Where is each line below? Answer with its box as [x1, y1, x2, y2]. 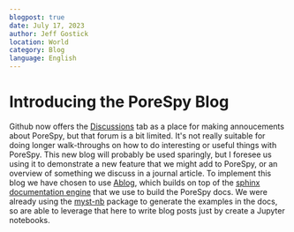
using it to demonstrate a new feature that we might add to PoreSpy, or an [9, 158, 278, 168]
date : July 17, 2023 [9, 21, 86, 30]
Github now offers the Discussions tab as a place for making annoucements [9, 121, 285, 131]
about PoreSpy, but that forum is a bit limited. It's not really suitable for [9, 130, 266, 141]
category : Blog [9, 46, 65, 55]
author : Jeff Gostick [9, 29, 89, 38]
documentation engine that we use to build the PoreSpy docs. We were [9, 186, 268, 197]
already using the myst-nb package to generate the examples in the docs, [9, 196, 278, 206]
